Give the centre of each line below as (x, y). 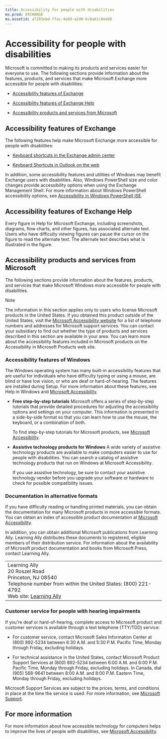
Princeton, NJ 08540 (32, 578)
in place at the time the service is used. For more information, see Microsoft (83, 693)
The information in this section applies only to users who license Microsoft (81, 310)
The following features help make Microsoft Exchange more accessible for (81, 140)
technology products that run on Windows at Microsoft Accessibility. (83, 463)
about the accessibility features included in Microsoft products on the (76, 341)
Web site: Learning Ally (35, 596)
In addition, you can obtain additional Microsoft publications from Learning (82, 532)
